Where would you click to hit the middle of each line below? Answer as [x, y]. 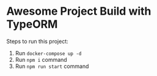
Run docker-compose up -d [48, 53]
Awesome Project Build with [79, 11]
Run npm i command [41, 59]
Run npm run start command [52, 66]
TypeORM [32, 24]
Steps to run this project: [37, 41]
